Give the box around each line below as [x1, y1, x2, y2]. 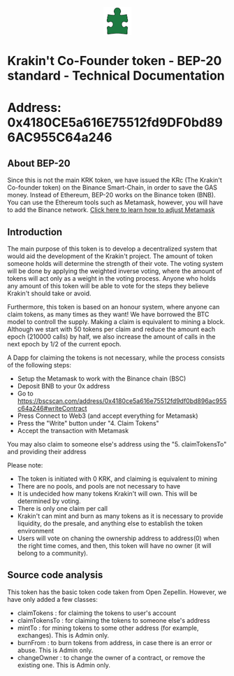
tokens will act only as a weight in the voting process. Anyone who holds [7, 274, 217, 283]
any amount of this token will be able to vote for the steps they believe [7, 282, 210, 290]
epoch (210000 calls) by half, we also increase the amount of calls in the [7, 332, 216, 341]
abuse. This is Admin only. [17, 646, 94, 654]
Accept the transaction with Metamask [17, 427, 129, 435]
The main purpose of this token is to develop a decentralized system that [7, 245, 218, 253]
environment [17, 527, 54, 535]
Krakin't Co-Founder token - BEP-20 [7, 53, 222, 69]
